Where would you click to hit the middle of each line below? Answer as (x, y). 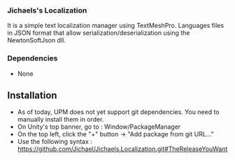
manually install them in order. (60, 120)
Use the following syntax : (55, 142)
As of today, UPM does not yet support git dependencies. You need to (118, 112)
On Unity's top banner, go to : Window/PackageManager (99, 127)
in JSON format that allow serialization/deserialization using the (99, 33)
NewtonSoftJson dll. (37, 40)
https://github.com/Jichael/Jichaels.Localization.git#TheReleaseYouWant (122, 149)
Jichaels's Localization (47, 10)
